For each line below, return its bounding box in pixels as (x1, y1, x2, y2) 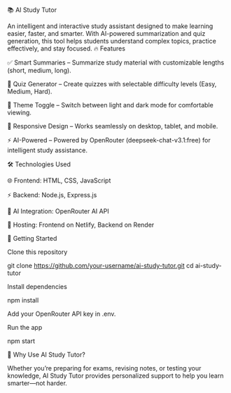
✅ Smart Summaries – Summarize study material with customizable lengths (7, 58, 225, 67)
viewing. (7, 108, 31, 116)
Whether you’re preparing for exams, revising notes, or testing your (7, 364, 202, 372)
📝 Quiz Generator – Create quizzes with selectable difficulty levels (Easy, (7, 80, 217, 88)
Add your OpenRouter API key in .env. (7, 309, 116, 318)
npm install (7, 296, 39, 304)
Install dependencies (7, 283, 68, 291)
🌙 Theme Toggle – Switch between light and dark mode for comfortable (7, 101, 213, 109)
